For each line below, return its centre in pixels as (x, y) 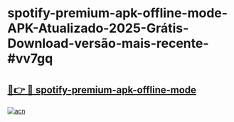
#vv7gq (30, 59)
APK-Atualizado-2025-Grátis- (98, 28)
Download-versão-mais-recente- (108, 44)
